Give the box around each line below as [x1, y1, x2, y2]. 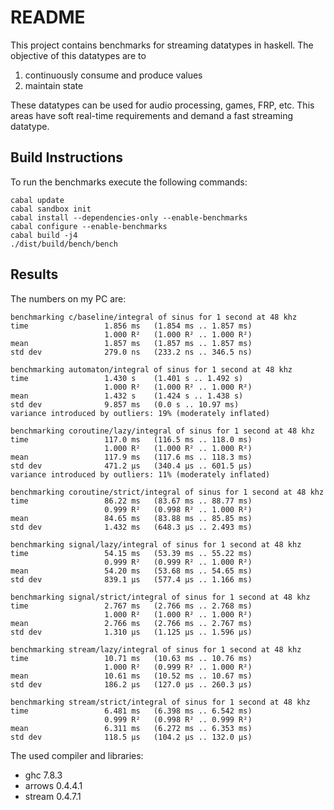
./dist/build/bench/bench [10, 239, 118, 249]
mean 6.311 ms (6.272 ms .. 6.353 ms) [10, 723, 253, 733]
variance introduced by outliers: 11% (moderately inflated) [10, 469, 271, 480]
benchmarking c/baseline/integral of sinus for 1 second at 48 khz [10, 312, 298, 322]
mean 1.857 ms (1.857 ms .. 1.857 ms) [10, 338, 253, 348]
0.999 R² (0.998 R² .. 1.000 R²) [104, 504, 253, 515]
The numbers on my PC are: [10, 292, 127, 305]
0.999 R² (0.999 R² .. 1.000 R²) [104, 557, 253, 567]
